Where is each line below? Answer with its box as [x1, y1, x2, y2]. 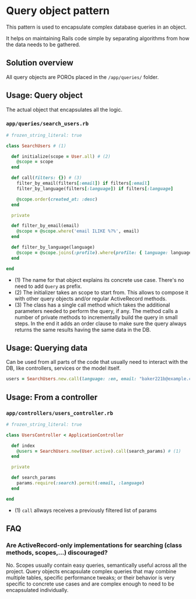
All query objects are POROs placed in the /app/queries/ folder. [6, 73, 159, 80]
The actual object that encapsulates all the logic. [6, 106, 123, 113]
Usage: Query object [6, 91, 83, 101]
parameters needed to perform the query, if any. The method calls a [14, 307, 178, 314]
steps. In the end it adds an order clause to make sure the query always [14, 320, 187, 327]
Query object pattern [6, 4, 110, 18]
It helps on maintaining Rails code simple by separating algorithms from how [6, 35, 190, 42]
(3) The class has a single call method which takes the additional [14, 301, 170, 308]
